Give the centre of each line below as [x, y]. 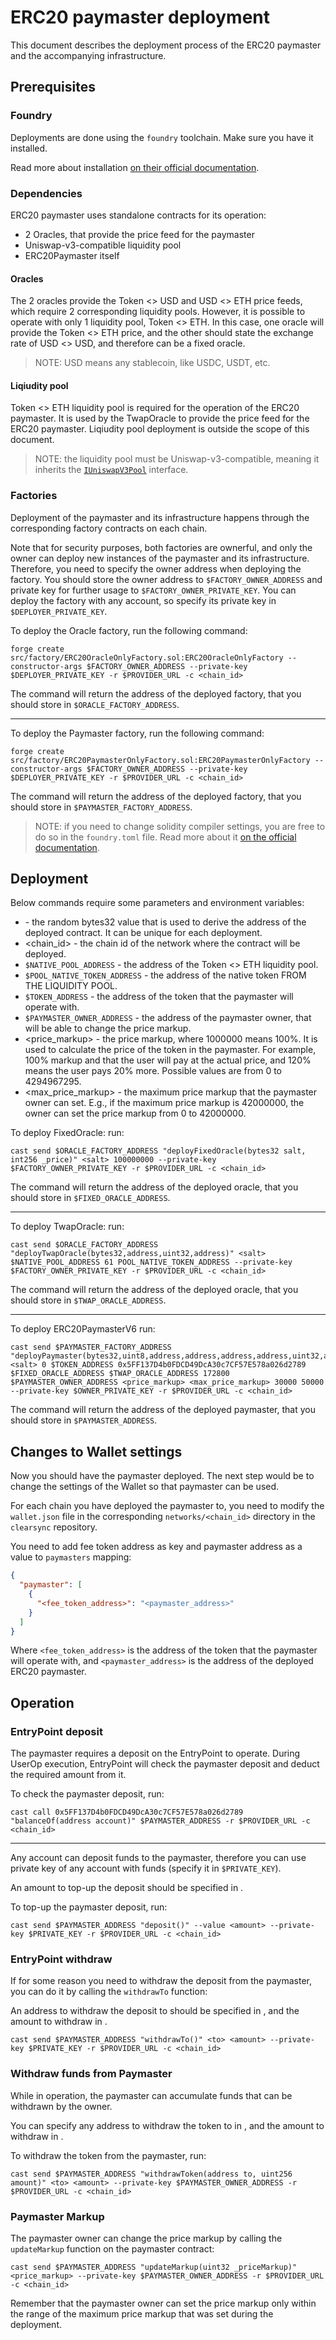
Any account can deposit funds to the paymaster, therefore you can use [158, 1858]
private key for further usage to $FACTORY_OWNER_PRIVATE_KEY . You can [153, 590]
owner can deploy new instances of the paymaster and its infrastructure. [160, 558]
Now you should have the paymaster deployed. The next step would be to [162, 1476]
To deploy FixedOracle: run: [67, 1133]
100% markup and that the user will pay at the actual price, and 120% [168, 1060]
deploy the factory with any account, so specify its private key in [143, 600]
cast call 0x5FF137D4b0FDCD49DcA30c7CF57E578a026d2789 [127, 1812]
